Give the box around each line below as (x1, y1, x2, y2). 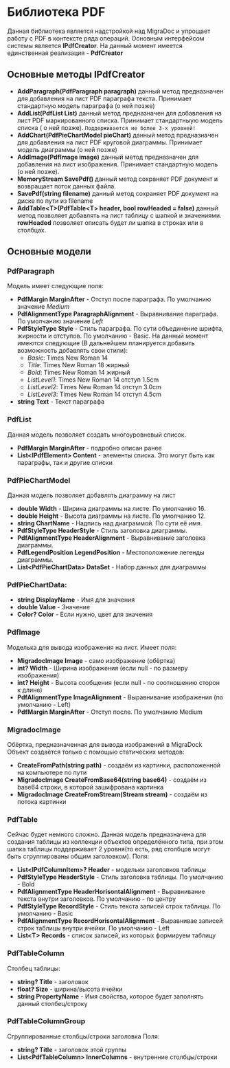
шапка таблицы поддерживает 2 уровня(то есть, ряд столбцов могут (7, 845, 211, 853)
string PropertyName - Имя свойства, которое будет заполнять (16, 992, 204, 1001)
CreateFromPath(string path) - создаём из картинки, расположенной (16, 761, 221, 769)
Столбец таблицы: (7, 964, 60, 972)
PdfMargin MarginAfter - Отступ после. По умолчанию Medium (16, 708, 203, 716)
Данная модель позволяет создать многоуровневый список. (7, 431, 187, 439)
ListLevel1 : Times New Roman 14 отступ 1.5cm (27, 375, 159, 384)
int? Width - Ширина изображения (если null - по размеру (16, 664, 188, 672)
